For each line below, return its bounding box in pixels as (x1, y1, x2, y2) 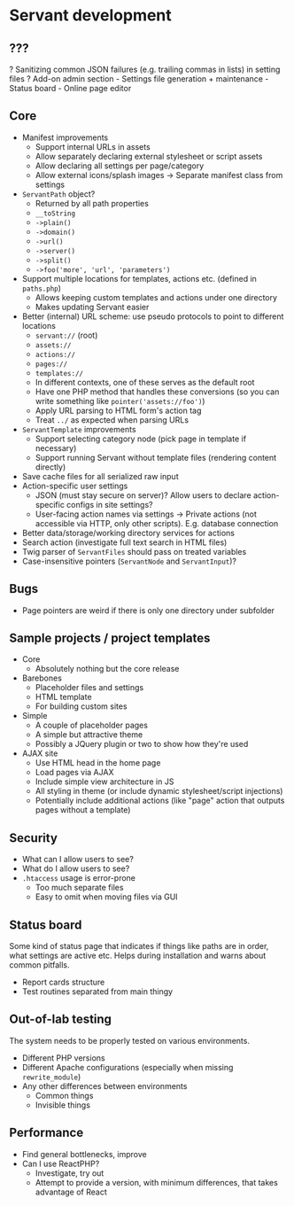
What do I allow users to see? (21, 863, 130, 874)
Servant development (9, 5, 173, 26)
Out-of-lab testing (9, 1012, 112, 1027)
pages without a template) (35, 805, 131, 815)
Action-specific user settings (21, 480, 128, 491)
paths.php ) (21, 283, 62, 293)
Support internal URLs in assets (35, 141, 151, 152)
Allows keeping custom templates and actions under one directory (35, 292, 277, 302)
